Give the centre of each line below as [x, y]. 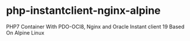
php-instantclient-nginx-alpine [84, 11]
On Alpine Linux [25, 32]
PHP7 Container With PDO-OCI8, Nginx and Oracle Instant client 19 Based [95, 27]
